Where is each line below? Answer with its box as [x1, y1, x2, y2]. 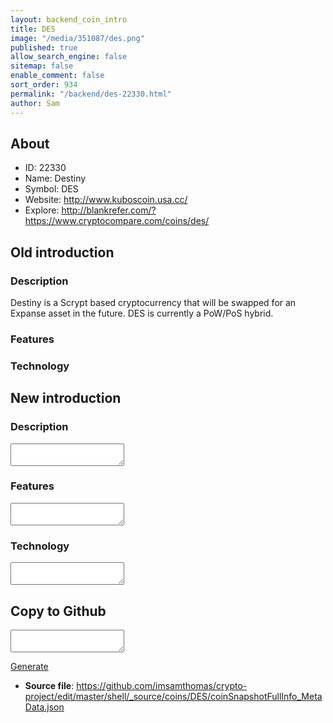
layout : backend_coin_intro [10, 14, 128, 25]
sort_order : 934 [10, 80, 78, 90]
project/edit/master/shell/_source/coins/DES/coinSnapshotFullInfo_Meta [24, 690, 323, 702]
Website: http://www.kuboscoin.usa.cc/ [24, 194, 188, 206]
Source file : [24, 679, 75, 691]
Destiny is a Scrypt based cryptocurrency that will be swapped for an [10, 297, 297, 308]
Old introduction [10, 244, 115, 261]
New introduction [10, 390, 122, 407]
